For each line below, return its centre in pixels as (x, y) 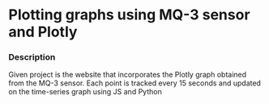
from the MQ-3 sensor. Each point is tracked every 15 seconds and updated (135, 83)
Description (32, 57)
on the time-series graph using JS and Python (85, 92)
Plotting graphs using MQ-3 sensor (129, 15)
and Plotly (43, 32)
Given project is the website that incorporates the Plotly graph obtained (128, 75)
